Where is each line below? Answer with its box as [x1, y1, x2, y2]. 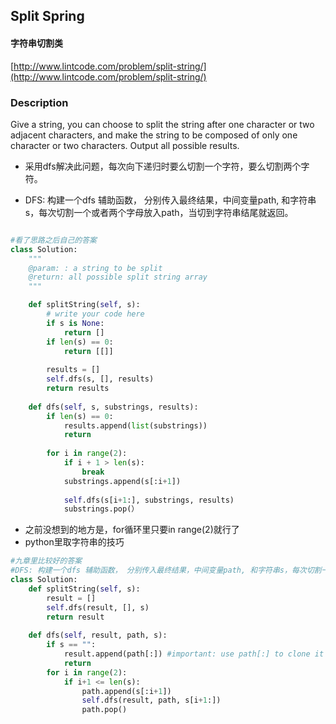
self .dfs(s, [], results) [46, 374, 155, 384]
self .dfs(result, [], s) [46, 602, 150, 613]
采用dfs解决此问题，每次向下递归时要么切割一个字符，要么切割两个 [24, 160, 302, 172]
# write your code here [46, 309, 145, 319]
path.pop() [81, 705, 128, 715]
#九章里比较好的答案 [10, 556, 83, 566]
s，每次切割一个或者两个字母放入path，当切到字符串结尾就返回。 [24, 206, 294, 218]
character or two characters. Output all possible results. [10, 139, 240, 151]
